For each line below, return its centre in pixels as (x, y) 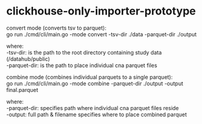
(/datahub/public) (28, 59)
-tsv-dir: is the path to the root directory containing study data (84, 52)
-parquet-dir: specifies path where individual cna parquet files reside (93, 108)
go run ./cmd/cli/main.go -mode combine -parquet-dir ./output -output (95, 83)
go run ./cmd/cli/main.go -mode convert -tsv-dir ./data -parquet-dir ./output (102, 34)
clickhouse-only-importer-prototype (101, 11)
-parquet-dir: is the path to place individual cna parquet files (82, 65)
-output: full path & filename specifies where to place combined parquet (97, 114)
